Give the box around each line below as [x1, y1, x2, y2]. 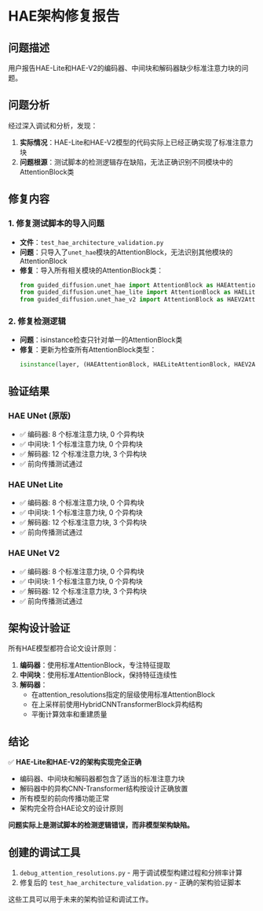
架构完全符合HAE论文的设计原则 [19, 804, 124, 813]
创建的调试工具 [8, 846, 81, 859]
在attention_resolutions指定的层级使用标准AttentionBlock [31, 690, 216, 699]
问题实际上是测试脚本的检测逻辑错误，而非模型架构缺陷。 [8, 820, 194, 830]
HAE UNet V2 [8, 548, 60, 559]
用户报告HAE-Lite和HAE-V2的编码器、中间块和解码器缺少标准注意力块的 [8, 64, 242, 72]
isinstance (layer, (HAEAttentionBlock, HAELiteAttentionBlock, [19, 361, 232, 368]
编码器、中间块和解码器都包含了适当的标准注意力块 [19, 774, 185, 783]
